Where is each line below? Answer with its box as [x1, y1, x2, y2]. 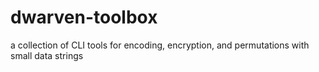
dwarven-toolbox [10, 6, 158, 29]
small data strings [10, 49, 84, 61]
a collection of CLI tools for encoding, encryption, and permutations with [10, 39, 310, 51]
